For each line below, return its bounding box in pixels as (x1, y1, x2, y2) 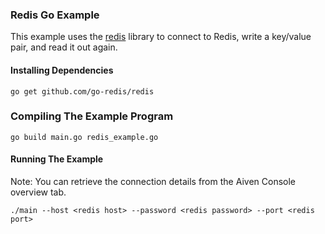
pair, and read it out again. (10, 41, 118, 53)
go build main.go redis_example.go (10, 132, 159, 142)
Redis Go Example (10, 8, 100, 22)
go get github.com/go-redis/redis (10, 86, 155, 97)
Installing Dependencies (10, 64, 114, 76)
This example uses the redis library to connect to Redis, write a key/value (10, 31, 312, 43)
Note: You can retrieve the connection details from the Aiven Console (10, 176, 296, 187)
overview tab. (10, 186, 67, 198)
